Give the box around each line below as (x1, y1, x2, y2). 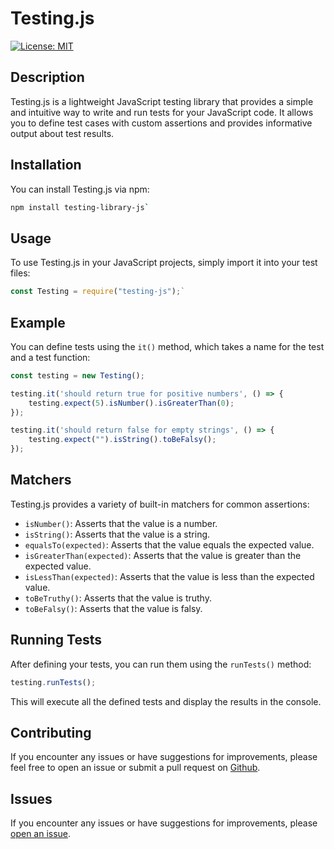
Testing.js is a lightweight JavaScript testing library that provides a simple (10, 95, 314, 107)
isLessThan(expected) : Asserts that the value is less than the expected (24, 570, 315, 582)
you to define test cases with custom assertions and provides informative (10, 117, 313, 129)
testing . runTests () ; (10, 677, 97, 687)
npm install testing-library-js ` (10, 202, 150, 212)
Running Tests (10, 632, 102, 649)
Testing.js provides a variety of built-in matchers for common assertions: (10, 498, 310, 510)
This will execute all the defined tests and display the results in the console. (10, 695, 322, 707)
